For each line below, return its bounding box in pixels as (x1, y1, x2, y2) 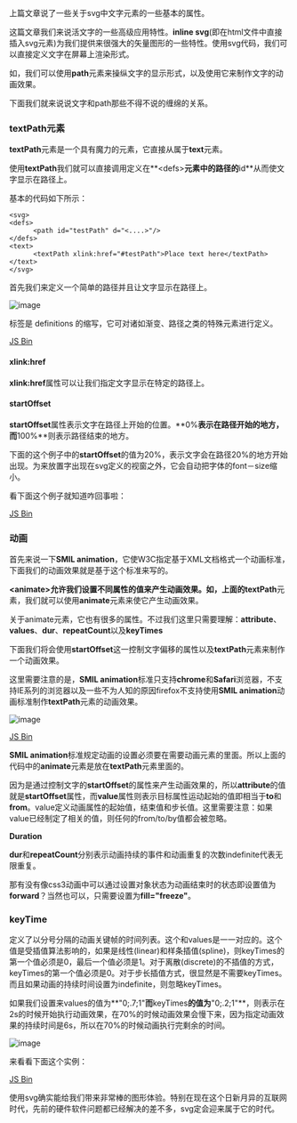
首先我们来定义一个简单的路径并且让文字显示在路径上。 (9, 282, 212, 293)
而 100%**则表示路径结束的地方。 (9, 430, 134, 440)
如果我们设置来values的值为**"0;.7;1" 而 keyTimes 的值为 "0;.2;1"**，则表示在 (9, 998, 285, 1008)
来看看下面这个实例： (9, 1056, 87, 1067)
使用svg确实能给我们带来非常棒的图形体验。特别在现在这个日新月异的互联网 (9, 1093, 287, 1103)
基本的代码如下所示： (9, 193, 87, 204)
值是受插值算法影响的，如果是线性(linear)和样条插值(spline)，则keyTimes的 (9, 946, 285, 957)
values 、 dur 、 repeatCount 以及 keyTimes (9, 626, 164, 635)
